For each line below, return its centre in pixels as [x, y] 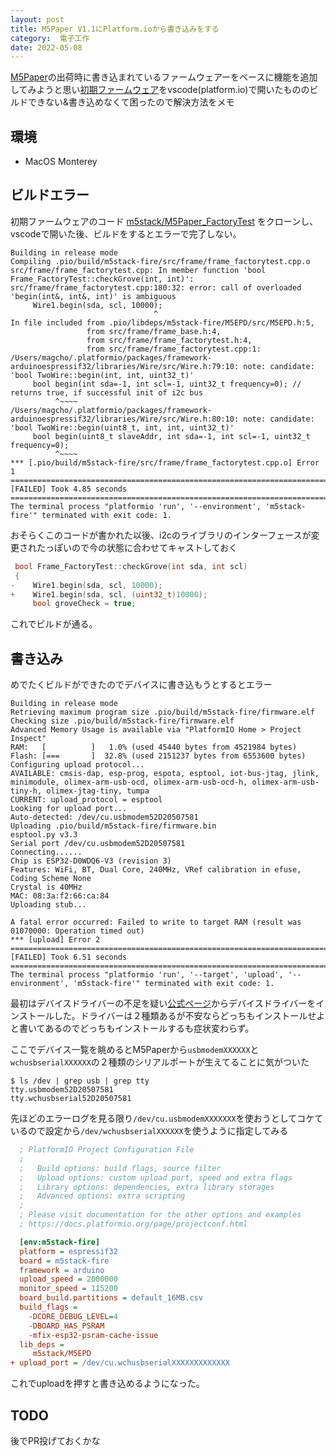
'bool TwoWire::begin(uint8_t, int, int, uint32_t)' [122, 427]
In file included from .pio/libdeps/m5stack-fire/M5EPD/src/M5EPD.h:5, [162, 322]
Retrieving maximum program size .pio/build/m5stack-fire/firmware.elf [162, 712]
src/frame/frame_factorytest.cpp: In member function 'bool [138, 270]
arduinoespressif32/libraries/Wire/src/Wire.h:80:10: [125, 419]
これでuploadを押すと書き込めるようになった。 [107, 1383]
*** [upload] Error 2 [55, 940]
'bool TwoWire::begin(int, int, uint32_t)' [102, 375]
